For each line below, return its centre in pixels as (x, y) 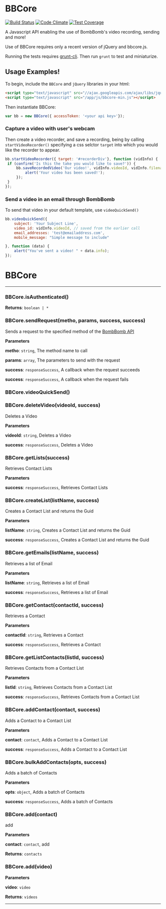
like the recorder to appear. (33, 150)
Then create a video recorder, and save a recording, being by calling (75, 139)
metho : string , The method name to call (46, 350)
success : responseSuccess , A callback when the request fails (67, 379)
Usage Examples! (33, 72)
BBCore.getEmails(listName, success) (52, 553)
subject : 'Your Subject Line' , (46, 224)
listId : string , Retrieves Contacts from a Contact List (59, 687)
